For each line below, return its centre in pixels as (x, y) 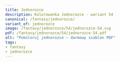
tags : (11, 42)
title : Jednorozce (24, 10)
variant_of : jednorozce (30, 24)
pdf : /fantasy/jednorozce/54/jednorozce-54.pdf (56, 33)
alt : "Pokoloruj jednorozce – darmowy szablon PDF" (60, 38)
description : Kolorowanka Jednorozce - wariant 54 (59, 14)
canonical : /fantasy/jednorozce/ (40, 19)
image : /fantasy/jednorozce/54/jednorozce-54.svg (58, 28)
